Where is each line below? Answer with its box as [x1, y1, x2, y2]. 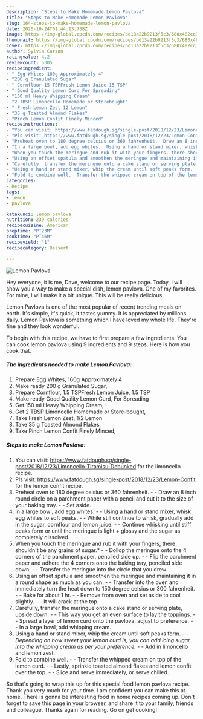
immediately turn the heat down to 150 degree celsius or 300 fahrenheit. [14, 585, 195, 593]
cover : [6, 43, 23, 49]
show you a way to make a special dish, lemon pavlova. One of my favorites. [6, 285, 196, 292]
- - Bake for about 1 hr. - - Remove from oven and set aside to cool [14, 591, 181, 599]
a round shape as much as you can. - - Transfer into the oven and [14, 579, 179, 586]
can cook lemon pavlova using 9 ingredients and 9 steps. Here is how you [6, 340, 190, 348]
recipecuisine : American [6, 222, 69, 229]
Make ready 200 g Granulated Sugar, [14, 382, 108, 390]
